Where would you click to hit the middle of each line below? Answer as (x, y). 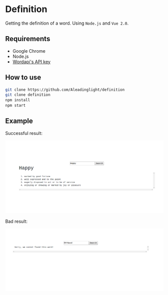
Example (19, 121)
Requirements (28, 39)
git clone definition (28, 95)
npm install (18, 100)
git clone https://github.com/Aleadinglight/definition (65, 90)
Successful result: (24, 133)
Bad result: (16, 221)
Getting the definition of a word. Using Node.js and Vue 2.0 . (67, 23)
